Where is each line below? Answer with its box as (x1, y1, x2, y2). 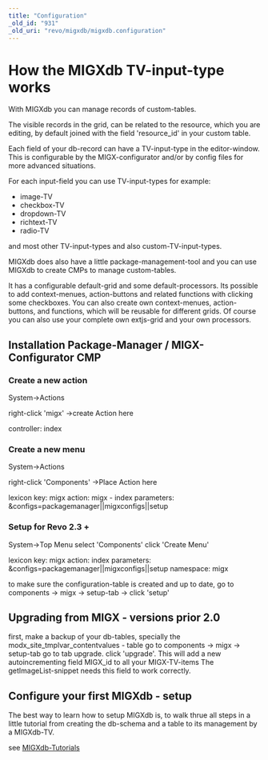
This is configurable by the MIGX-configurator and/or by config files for (8, 153, 244, 162)
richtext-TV (19, 218, 58, 227)
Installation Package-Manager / (8, 338, 170, 352)
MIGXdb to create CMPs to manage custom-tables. (8, 266, 177, 275)
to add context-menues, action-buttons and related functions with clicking (8, 290, 254, 299)
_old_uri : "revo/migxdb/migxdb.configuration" (8, 26, 166, 34)
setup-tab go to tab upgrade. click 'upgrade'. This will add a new (8, 649, 222, 658)
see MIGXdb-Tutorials (8, 743, 80, 753)
